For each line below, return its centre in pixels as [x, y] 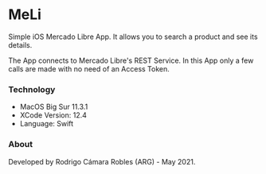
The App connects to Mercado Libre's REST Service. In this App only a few [131, 60]
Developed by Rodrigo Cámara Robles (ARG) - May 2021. [102, 161]
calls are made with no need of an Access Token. [89, 68]
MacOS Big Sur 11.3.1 [54, 107]
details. [20, 44]
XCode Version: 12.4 [53, 115]
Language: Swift [47, 124]
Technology [32, 89]
